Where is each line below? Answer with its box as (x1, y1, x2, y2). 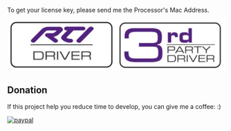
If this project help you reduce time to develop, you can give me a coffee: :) (7, 102, 221, 110)
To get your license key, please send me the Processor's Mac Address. (7, 6, 210, 14)
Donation (7, 84, 48, 96)
